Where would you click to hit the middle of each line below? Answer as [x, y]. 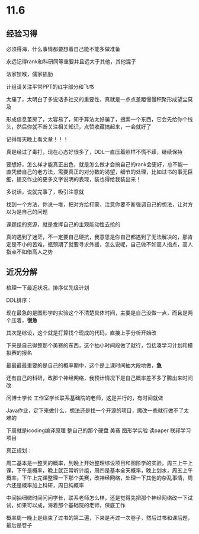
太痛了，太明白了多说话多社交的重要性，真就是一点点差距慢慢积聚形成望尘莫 [99, 99]
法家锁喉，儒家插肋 [30, 74]
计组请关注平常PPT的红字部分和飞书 [50, 87]
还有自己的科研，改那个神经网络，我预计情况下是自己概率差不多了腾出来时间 [99, 378]
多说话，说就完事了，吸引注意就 [45, 192]
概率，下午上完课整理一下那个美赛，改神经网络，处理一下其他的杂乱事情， [97, 478]
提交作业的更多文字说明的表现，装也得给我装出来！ [78, 179]
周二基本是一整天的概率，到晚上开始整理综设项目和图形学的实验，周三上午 [97, 463]
